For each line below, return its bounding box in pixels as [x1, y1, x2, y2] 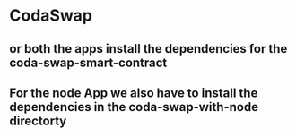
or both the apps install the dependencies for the [9, 41, 288, 56]
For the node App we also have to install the [9, 85, 258, 100]
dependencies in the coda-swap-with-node [9, 99, 258, 115]
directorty [9, 113, 67, 128]
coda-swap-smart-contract [9, 55, 168, 70]
